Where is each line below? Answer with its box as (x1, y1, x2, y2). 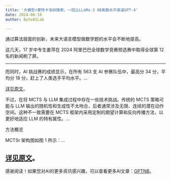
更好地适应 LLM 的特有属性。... (5, 115, 70, 122)
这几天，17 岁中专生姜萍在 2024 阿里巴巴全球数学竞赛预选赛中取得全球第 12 (5, 47, 164, 53)
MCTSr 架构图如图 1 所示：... (5, 137, 65, 143)
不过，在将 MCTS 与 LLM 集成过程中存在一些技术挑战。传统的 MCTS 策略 (5, 97, 159, 103)
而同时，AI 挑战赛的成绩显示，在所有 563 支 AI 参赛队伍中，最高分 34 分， (5, 69, 161, 75)
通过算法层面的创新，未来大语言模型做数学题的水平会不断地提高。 (5, 36, 144, 42)
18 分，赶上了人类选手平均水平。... (15, 75, 88, 81)
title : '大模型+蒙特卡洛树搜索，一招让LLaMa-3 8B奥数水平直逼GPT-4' (5, 7, 138, 13)
